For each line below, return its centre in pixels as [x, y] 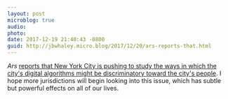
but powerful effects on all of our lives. [63, 88]
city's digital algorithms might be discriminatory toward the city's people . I [114, 73]
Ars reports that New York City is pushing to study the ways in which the [112, 66]
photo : [17, 33]
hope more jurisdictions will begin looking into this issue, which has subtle [114, 81]
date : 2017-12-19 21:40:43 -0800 [56, 40]
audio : [17, 26]
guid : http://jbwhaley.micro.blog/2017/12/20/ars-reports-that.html [109, 46]
